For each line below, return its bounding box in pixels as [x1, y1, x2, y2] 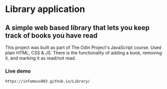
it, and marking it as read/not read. [5, 55, 76, 61]
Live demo [5, 67, 31, 74]
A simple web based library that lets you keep [5, 23, 150, 32]
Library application [5, 3, 85, 15]
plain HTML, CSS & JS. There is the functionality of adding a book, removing [5, 50, 162, 55]
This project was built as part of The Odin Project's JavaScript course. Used [5, 44, 162, 50]
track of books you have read [5, 31, 98, 39]
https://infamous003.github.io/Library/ [5, 79, 91, 84]
